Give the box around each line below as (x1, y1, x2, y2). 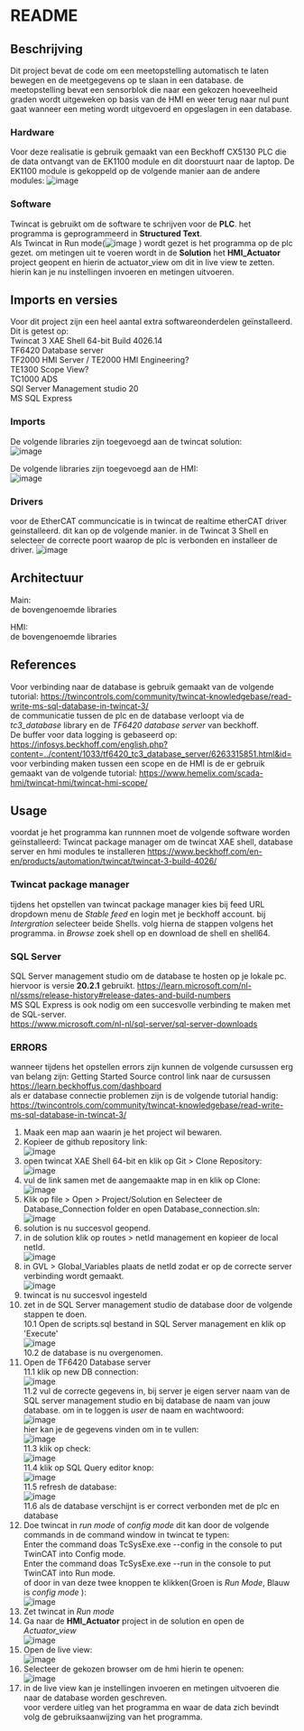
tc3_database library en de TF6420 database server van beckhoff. (10, 719, 260, 731)
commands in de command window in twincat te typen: (23, 1530, 230, 1541)
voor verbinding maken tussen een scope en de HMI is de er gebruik (10, 758, 265, 769)
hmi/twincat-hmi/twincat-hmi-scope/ (10, 777, 148, 787)
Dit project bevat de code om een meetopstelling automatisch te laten (10, 65, 269, 76)
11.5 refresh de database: (23, 1481, 117, 1493)
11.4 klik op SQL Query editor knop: (23, 1462, 154, 1473)
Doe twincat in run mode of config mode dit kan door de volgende (23, 1520, 270, 1531)
